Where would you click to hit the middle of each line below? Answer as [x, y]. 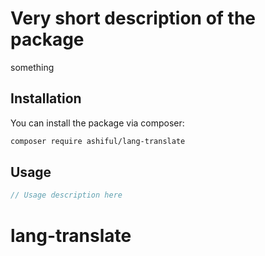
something [32, 67]
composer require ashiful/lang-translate [98, 141]
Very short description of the [133, 18]
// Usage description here [66, 195]
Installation [46, 98]
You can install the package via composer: [97, 123]
